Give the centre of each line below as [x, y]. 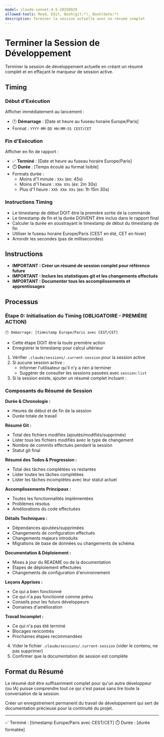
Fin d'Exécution [24, 141]
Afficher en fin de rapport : [32, 152]
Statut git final [26, 450]
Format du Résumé [34, 671]
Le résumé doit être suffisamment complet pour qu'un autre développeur [78, 683]
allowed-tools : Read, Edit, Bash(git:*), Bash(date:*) [62, 14]
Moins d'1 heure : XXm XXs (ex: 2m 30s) [58, 184]
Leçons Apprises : [24, 582]
